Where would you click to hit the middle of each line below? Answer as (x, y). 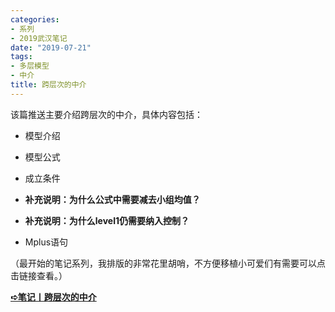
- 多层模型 (30, 66)
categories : (35, 19)
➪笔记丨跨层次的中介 (53, 297)
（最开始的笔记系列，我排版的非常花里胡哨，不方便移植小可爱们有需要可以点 (168, 263)
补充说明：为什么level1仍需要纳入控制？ (107, 220)
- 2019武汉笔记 (39, 38)
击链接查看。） (39, 275)
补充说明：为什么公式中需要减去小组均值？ (112, 199)
